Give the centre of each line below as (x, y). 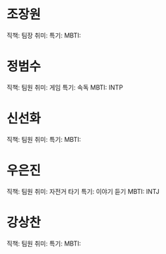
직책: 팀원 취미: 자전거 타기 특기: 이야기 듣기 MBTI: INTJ (83, 191)
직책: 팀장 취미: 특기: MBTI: (44, 35)
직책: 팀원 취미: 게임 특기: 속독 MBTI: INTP (65, 87)
